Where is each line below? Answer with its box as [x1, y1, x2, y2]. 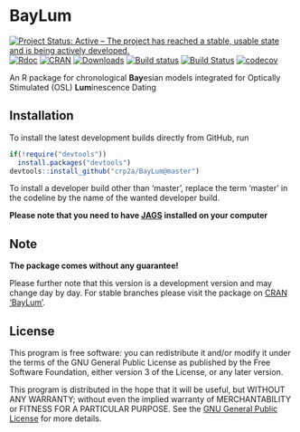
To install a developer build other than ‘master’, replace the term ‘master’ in [9, 183, 288, 194]
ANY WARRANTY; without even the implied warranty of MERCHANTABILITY [9, 394, 292, 404]
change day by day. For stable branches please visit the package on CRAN [9, 287, 287, 299]
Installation [9, 108, 74, 123]
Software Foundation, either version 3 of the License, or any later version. [9, 367, 284, 377]
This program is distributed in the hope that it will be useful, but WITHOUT [9, 384, 286, 395]
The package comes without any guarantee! [9, 260, 179, 272]
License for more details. [9, 413, 102, 424]
